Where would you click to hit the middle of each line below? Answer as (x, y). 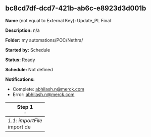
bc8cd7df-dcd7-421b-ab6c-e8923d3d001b (76, 8)
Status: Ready (20, 60)
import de (19, 127)
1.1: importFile (25, 120)
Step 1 (25, 107)
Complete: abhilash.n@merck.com (48, 89)
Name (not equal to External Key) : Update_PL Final (58, 20)
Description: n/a (22, 30)
